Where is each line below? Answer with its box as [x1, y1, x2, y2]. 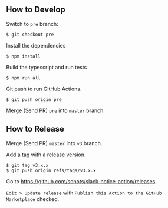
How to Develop [6, 5, 66, 15]
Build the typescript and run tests [6, 63, 87, 71]
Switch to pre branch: [6, 20, 58, 27]
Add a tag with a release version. [6, 151, 86, 158]
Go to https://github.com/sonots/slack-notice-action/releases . [6, 177, 157, 184]
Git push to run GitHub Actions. [6, 85, 82, 92]
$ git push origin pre [6, 96, 62, 102]
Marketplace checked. [6, 195, 60, 202]
